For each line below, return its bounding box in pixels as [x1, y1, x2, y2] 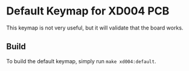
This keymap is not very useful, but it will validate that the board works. [6, 24, 184, 31]
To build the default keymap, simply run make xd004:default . [6, 57, 156, 64]
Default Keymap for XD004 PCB [6, 4, 170, 18]
